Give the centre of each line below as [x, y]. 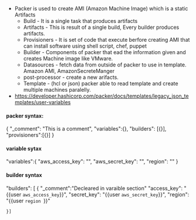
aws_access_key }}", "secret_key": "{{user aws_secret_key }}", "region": [106, 194]
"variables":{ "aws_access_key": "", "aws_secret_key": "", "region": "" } [92, 162]
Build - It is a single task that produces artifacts [80, 21]
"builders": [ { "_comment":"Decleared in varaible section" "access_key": [94, 188]
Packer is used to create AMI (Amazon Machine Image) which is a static [101, 9]
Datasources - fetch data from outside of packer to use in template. [105, 65]
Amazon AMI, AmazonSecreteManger [69, 71]
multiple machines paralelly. [57, 90]
